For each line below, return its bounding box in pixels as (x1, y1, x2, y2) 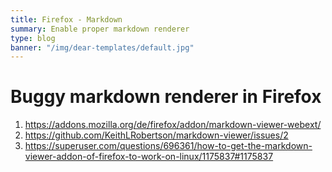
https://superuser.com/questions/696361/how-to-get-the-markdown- (24, 140, 313, 152)
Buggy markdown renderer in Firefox (10, 86, 322, 108)
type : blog (10, 33, 56, 43)
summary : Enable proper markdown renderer (10, 24, 190, 34)
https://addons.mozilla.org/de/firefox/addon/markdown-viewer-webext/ (24, 119, 322, 131)
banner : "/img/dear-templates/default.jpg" (10, 42, 195, 53)
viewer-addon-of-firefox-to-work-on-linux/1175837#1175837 (24, 151, 274, 163)
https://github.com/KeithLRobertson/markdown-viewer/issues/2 (24, 129, 289, 141)
